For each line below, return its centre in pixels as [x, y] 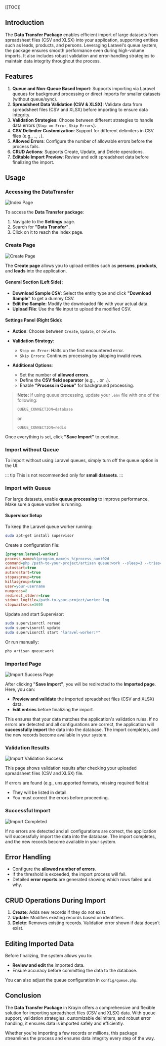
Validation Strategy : [33, 341]
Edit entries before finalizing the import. [53, 709]
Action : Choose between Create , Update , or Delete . [64, 331]
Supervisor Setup [23, 516]
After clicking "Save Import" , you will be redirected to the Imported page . [81, 684]
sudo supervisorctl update [33, 628]
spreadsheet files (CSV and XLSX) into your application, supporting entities [82, 40]
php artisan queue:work [30, 651]
